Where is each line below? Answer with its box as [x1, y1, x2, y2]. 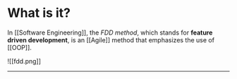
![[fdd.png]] [7, 56, 41, 65]
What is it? [7, 5, 71, 21]
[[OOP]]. [7, 43, 32, 51]
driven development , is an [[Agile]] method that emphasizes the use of [7, 35, 215, 44]
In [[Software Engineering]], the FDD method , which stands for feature [7, 28, 213, 37]
